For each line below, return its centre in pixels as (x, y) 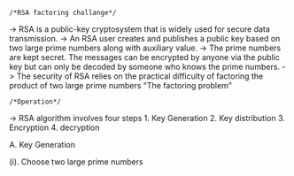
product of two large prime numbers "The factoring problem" (121, 85)
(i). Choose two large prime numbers (76, 162)
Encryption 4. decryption (54, 127)
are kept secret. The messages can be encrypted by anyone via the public (145, 57)
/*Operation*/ (35, 102)
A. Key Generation (42, 145)
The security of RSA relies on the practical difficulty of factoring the (140, 76)
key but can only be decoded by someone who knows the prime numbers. (145, 67)
